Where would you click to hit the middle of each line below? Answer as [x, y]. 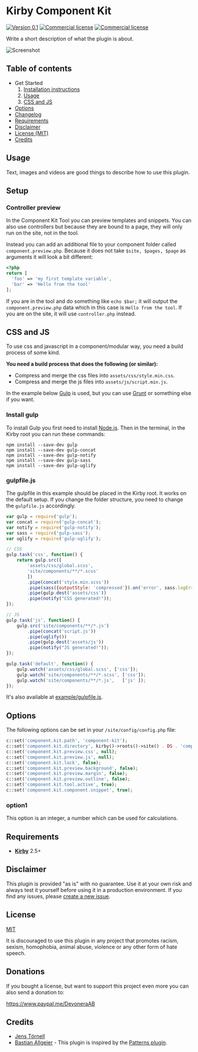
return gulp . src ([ [39, 560]
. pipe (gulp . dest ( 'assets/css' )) [67, 593]
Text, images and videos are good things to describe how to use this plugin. [98, 172]
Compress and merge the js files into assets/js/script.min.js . [91, 382]
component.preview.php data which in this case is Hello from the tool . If [94, 307]
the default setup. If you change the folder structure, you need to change [95, 500]
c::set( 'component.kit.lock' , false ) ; [54, 763]
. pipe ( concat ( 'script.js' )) [62, 631]
